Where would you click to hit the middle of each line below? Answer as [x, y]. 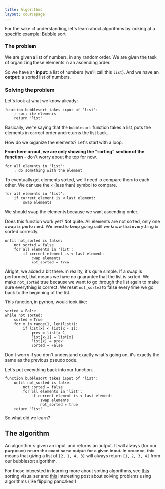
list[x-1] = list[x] [52, 337]
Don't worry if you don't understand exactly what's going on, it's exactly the [82, 355]
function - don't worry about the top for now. [51, 157]
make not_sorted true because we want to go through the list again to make [82, 282]
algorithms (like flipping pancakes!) [41, 481]
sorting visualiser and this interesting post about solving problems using [78, 476]
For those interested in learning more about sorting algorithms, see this [77, 470]
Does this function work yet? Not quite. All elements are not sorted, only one [82, 221]
